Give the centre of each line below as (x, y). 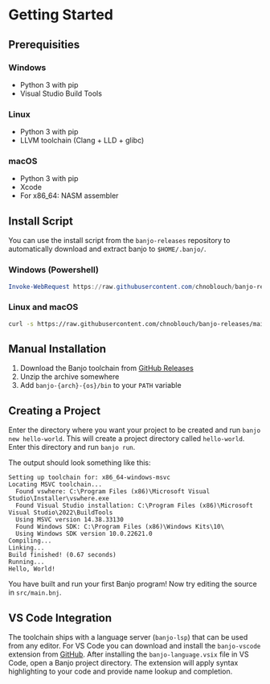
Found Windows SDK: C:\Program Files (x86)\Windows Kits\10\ (120, 527)
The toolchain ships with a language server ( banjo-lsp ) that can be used (128, 637)
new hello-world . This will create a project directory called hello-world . (127, 439)
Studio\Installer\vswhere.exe (59, 499)
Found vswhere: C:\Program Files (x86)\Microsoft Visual (113, 492)
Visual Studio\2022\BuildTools (61, 513)
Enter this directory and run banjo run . (72, 447)
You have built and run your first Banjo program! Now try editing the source (133, 584)
